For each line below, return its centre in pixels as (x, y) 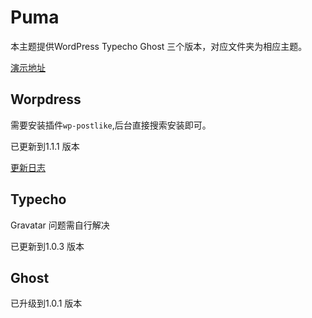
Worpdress (46, 99)
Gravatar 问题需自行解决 (60, 225)
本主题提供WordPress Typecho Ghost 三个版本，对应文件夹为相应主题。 (159, 46)
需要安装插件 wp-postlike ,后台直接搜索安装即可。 (111, 125)
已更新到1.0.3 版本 (47, 246)
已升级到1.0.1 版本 (46, 303)
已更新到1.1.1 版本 (45, 146)
